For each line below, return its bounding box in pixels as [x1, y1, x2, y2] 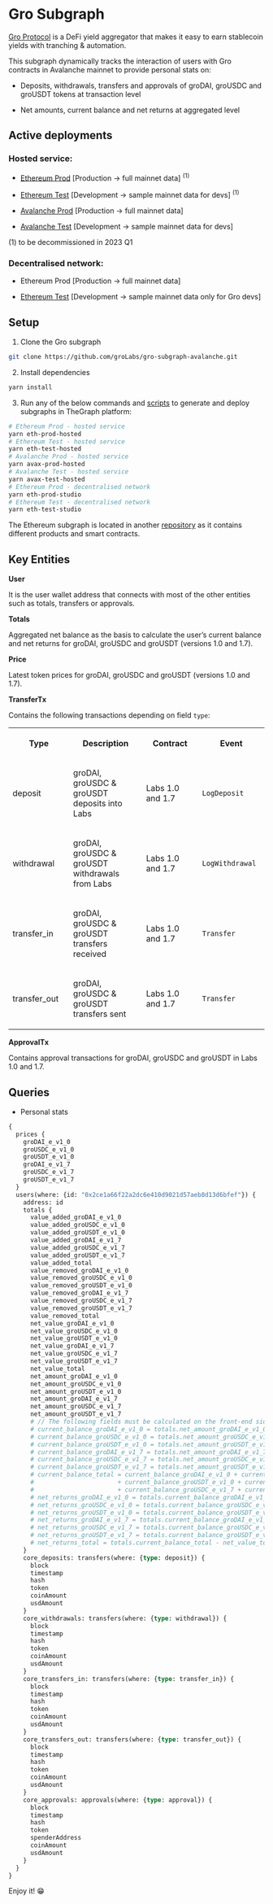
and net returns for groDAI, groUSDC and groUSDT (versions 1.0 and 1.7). [8, 639, 253, 648]
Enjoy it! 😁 [8, 1886, 45, 1896]
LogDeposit [201, 788, 245, 798]
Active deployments [8, 129, 113, 142]
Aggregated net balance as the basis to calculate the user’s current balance [8, 630, 262, 640]
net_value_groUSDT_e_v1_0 [29, 1334, 118, 1343]
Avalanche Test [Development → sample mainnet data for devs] [19, 221, 234, 231]
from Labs [72, 878, 112, 889]
